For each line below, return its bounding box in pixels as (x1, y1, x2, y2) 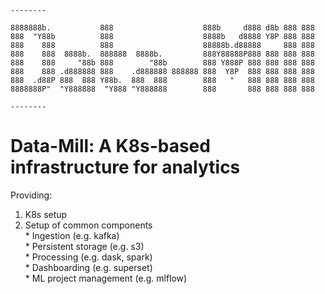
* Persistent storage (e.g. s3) (24, 240, 145, 252)
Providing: (10, 189, 53, 201)
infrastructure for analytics (10, 156, 241, 179)
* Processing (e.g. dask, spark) (24, 251, 153, 263)
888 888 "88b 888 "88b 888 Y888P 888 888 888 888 (10, 58, 315, 68)
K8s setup (24, 208, 68, 220)
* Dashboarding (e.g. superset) (24, 261, 153, 273)
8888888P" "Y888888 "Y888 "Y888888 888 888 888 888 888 (10, 84, 315, 94)
